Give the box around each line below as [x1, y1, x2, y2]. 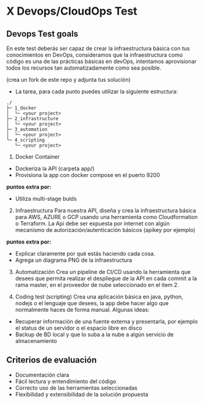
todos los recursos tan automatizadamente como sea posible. [6, 64, 162, 71]
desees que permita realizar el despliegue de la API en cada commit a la [15, 275, 197, 282]
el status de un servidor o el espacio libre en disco [15, 325, 142, 331]
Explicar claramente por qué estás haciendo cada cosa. [15, 250, 156, 257]
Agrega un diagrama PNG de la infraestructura [15, 256, 133, 264]
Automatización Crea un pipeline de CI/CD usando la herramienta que [15, 269, 191, 275]
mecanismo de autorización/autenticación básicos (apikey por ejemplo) [15, 226, 195, 233]
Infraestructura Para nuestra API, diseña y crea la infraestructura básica [15, 207, 197, 214]
